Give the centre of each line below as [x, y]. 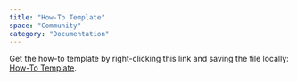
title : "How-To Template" [57, 17]
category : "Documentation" [59, 34]
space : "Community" [45, 26]
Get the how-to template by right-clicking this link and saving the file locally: [149, 59]
